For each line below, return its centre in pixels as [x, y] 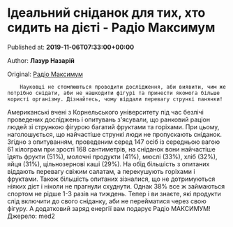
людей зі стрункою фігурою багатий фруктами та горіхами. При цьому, [113, 126]
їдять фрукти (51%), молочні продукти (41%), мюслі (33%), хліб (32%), [112, 156]
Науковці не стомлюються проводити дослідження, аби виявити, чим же [123, 87]
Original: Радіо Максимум [45, 74]
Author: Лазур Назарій [41, 60]
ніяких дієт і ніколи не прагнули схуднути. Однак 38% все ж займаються [116, 186]
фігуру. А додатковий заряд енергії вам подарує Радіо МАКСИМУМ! [109, 208]
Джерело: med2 [31, 216]
